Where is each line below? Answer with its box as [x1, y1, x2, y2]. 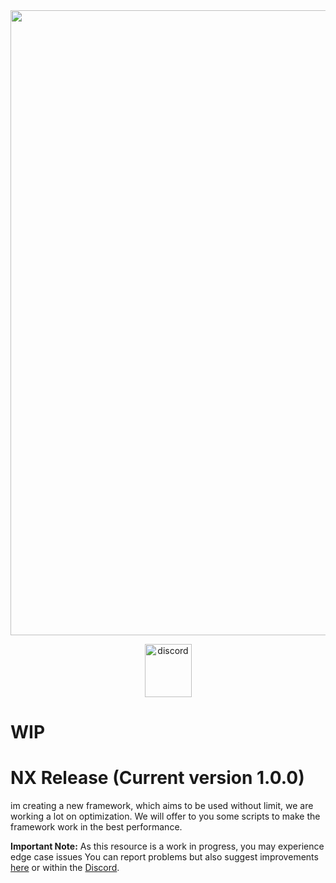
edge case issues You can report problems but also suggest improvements [10, 851, 319, 863]
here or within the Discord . [10, 862, 120, 874]
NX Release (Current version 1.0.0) [10, 767, 305, 789]
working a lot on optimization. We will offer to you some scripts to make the [10, 810, 321, 823]
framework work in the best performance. [10, 821, 183, 833]
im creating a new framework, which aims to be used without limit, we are [10, 800, 314, 812]
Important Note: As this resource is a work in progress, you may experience [10, 840, 325, 853]
